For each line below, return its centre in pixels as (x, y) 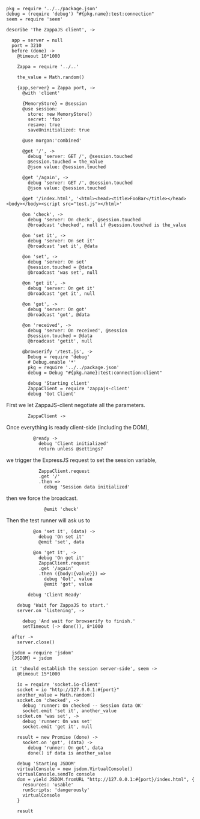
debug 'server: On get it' (62, 288)
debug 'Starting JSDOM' (47, 764)
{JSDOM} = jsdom (32, 658)
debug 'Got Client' (52, 394)
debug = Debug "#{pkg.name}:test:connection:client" (95, 373)
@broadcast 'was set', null (63, 273)
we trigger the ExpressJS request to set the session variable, (82, 460)
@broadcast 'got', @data (59, 315)
